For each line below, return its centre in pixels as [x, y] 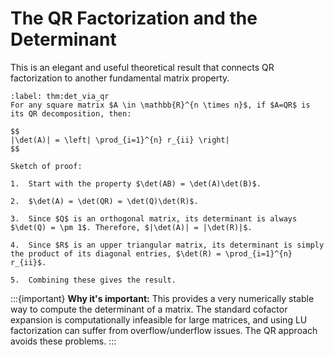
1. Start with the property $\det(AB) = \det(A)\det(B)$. [136, 183]
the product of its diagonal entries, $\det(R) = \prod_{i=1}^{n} [151, 253]
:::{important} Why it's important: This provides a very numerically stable [162, 298]
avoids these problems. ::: [63, 341]
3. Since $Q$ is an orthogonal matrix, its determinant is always [154, 218]
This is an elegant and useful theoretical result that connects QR [142, 67]
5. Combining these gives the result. [93, 280]
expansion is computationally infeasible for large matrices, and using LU [159, 319]
